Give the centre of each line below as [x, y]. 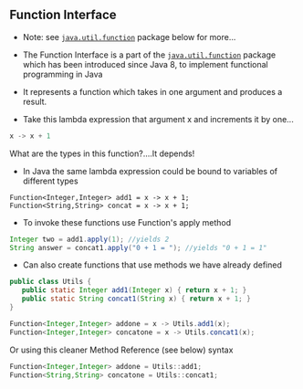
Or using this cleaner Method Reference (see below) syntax [121, 350]
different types [51, 181]
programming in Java [63, 74]
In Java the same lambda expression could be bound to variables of [150, 171]
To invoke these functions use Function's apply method [126, 222]
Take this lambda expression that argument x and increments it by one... [158, 119]
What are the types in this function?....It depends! [102, 153]
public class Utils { [51, 282]
